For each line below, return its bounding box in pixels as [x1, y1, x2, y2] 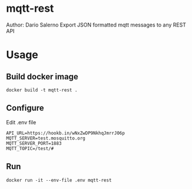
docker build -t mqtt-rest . [6, 87, 78, 93]
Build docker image [6, 71, 78, 81]
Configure [6, 103, 44, 113]
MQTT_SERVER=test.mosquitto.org [6, 135, 85, 141]
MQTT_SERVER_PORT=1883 [6, 140, 62, 146]
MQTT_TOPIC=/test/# [6, 145, 54, 151]
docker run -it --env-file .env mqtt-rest [6, 177, 112, 183]
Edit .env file [6, 118, 37, 125]
